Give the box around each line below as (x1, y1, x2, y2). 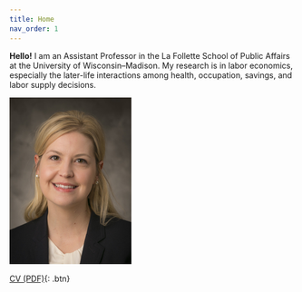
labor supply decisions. (9, 79, 97, 90)
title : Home (9, 15, 54, 24)
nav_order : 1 (9, 24, 59, 34)
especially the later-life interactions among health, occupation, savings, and (9, 69, 293, 81)
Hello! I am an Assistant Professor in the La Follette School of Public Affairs (9, 50, 290, 61)
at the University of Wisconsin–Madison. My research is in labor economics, (9, 60, 293, 71)
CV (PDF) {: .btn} (9, 273, 71, 284)
